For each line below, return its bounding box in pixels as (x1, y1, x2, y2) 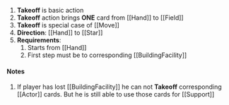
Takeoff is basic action (16, 6, 84, 14)
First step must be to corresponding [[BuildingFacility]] (27, 51, 187, 59)
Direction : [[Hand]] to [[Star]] (16, 28, 103, 37)
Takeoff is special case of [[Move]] (16, 21, 119, 29)
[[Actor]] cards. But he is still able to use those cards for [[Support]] (16, 90, 215, 99)
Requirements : (16, 36, 61, 44)
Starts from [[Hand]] (27, 44, 87, 51)
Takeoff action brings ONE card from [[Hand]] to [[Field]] (16, 13, 184, 22)
